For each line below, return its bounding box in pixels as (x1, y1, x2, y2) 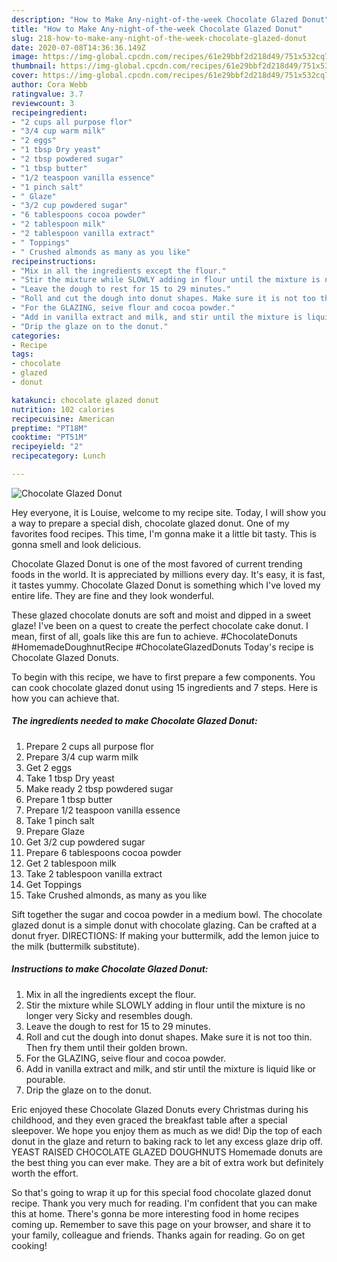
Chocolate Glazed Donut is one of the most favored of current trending (11, 557, 303, 570)
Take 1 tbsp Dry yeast (25, 772, 115, 784)
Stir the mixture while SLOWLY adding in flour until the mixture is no (25, 999, 306, 1011)
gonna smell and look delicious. (11, 538, 142, 550)
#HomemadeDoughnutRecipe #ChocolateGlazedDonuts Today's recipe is (11, 641, 314, 653)
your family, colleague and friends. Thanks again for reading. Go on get (11, 1229, 306, 1241)
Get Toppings (25, 878, 83, 890)
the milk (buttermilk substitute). (11, 940, 140, 952)
